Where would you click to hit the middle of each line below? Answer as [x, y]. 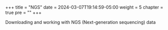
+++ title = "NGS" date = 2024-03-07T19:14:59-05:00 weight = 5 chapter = [84, 7]
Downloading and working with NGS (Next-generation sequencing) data [80, 22]
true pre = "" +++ [23, 12]
